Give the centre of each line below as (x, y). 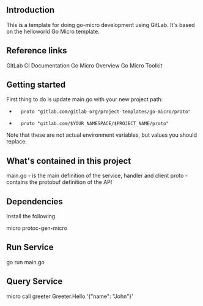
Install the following (31, 216)
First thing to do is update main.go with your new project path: (85, 99)
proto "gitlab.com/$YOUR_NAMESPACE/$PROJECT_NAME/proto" (95, 124)
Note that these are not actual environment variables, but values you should (102, 135)
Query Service (35, 281)
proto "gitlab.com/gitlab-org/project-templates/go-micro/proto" (106, 112)
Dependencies (35, 201)
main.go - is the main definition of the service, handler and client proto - (97, 176)
